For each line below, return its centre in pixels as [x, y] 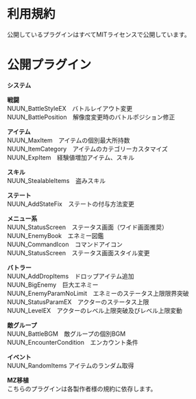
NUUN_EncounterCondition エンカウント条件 [73, 342]
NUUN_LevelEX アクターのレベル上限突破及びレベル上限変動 [95, 310]
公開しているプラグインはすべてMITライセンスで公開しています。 [99, 34]
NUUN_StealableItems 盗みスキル [57, 180]
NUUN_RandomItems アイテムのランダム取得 [71, 365]
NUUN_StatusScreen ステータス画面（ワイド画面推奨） [87, 227]
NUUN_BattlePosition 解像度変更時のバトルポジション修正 [91, 117]
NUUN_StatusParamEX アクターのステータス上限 [78, 302]
